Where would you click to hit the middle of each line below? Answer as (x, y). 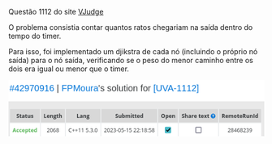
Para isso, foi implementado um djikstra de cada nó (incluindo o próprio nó (133, 51)
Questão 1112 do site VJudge (56, 12)
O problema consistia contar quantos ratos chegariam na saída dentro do (131, 27)
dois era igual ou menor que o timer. (69, 69)
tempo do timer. (35, 36)
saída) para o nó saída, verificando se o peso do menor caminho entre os (131, 60)
